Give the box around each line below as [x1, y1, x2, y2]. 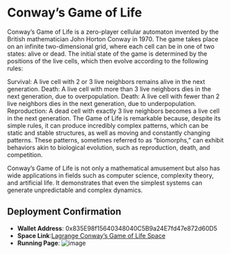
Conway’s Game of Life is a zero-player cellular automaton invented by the [7, 28, 219, 36]
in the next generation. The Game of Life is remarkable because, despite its [7, 114, 221, 122]
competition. [7, 150, 43, 159]
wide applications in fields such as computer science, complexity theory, [7, 171, 214, 180]
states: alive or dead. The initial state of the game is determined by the [7, 50, 208, 58]
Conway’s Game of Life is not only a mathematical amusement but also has [7, 164, 221, 172]
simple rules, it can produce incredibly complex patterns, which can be [7, 121, 209, 129]
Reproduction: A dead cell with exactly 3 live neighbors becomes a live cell [7, 107, 220, 115]
